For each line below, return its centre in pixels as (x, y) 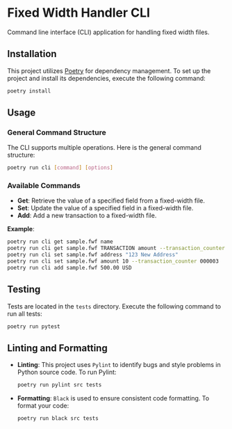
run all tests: (25, 313)
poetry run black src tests (58, 419)
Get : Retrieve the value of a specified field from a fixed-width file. (111, 201)
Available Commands (44, 186)
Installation (32, 54)
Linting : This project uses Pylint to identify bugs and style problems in (119, 365)
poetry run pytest (34, 326)
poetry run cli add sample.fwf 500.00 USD (69, 267)
